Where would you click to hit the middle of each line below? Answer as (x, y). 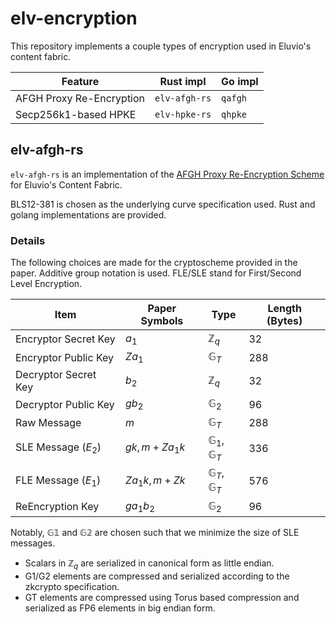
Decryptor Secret (56, 375)
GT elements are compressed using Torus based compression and (162, 597)
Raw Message (48, 423)
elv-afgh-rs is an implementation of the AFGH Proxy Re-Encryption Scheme (167, 174)
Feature (80, 81)
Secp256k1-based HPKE (76, 114)
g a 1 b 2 (140, 506)
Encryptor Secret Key (65, 339)
